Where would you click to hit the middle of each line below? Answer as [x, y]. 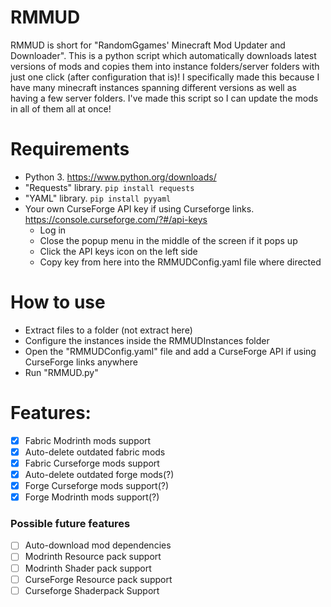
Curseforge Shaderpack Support [92, 590]
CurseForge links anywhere [81, 362]
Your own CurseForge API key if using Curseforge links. [139, 208]
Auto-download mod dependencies [98, 545]
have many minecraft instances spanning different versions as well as [153, 87]
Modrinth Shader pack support [88, 568]
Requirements [70, 149]
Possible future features [70, 524]
